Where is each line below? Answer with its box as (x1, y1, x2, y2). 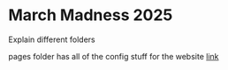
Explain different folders (8, 34, 95, 45)
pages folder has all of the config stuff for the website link (8, 51, 219, 61)
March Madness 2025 (8, 5, 173, 25)
